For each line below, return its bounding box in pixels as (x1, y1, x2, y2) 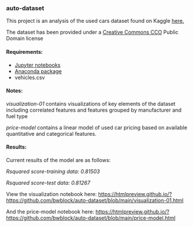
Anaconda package (14, 67, 62, 74)
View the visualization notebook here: (6, 190, 97, 197)
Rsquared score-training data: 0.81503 (6, 168, 100, 175)
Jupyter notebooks (14, 61, 60, 68)
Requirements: (6, 48, 43, 55)
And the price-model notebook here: (6, 208, 95, 215)
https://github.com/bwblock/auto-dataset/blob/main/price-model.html (6, 214, 176, 221)
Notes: (6, 87, 23, 94)
